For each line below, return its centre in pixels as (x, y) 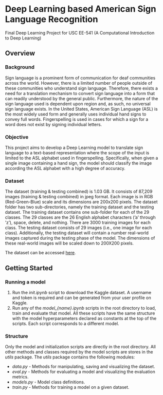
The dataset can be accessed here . (41, 253)
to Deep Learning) (23, 38)
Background (20, 67)
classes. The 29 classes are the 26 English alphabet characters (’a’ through (80, 217)
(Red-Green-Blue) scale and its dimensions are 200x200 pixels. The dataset (81, 202)
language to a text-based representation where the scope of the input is (77, 152)
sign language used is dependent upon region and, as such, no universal (78, 104)
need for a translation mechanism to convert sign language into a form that (80, 93)
